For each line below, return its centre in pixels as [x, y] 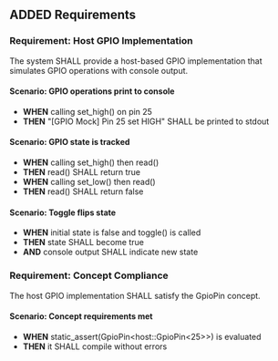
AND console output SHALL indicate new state [110, 252]
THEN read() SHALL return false [83, 191]
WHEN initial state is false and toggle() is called [112, 232]
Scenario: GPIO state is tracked [70, 142]
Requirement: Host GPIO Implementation [101, 41]
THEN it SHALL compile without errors [95, 346]
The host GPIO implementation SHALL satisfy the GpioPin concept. [135, 295]
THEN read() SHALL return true [82, 172]
